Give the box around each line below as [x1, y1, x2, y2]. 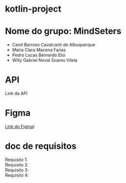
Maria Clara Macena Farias [12, 47, 66, 53]
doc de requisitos [5, 141, 77, 152]
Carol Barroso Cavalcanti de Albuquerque [12, 42, 95, 48]
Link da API [5, 91, 28, 96]
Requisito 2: [5, 162, 29, 167]
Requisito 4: [5, 172, 29, 178]
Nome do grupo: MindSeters [5, 26, 122, 37]
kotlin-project [5, 3, 62, 15]
